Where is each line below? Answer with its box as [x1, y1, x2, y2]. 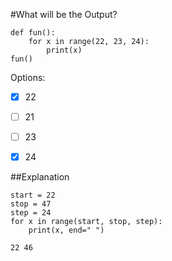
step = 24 [10, 208, 52, 218]
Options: [10, 72, 46, 83]
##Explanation [10, 171, 70, 183]
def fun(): [10, 28, 56, 38]
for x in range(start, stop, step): [10, 217, 163, 227]
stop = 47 [10, 199, 52, 209]
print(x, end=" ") [28, 225, 105, 236]
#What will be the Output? [10, 9, 118, 20]
